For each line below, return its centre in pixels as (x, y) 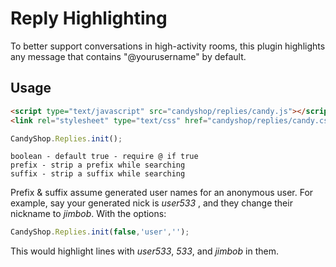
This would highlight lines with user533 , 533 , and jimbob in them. (144, 251)
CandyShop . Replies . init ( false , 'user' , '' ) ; (100, 232)
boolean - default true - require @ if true (104, 157)
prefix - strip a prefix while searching (98, 165)
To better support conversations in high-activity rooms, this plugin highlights (168, 46)
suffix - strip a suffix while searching (98, 174)
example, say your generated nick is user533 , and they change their (151, 203)
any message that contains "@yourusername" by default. (128, 56)
